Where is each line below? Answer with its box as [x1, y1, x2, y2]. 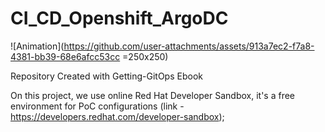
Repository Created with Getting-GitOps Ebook [10, 70, 203, 82]
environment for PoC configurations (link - [10, 100, 185, 112]
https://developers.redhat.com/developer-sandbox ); [10, 110, 225, 122]
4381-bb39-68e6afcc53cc [10, 50, 121, 62]
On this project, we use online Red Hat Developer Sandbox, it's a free [10, 89, 296, 101]
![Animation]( [10, 40, 65, 52]
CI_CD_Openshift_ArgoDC [10, 7, 229, 30]
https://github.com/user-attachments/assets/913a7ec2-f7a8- [63, 40, 315, 52]
